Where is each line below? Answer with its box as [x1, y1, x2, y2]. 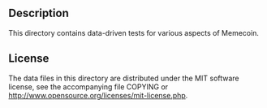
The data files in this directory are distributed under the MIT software [8, 73, 239, 83]
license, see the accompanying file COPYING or [8, 81, 169, 92]
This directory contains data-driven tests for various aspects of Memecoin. [8, 28, 260, 37]
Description [8, 6, 69, 20]
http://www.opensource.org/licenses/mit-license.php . [8, 90, 188, 100]
